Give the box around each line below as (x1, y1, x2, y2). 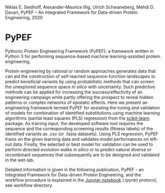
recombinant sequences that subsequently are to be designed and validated (5, 152, 160, 158)
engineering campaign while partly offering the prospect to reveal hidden (5, 94, 154, 100)
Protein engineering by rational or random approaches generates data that (5, 68, 156, 74)
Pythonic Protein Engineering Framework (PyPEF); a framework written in (5, 48, 154, 54)
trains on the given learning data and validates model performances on (5, 136, 149, 142)
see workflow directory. (5, 182, 53, 188)
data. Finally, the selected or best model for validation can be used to (13, 141, 153, 147)
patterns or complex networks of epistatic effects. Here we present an (5, 99, 148, 105)
